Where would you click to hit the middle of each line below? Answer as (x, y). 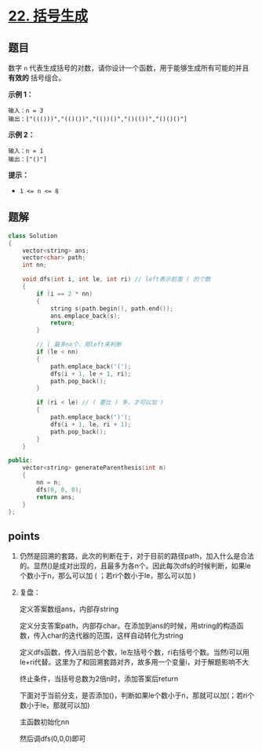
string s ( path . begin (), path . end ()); (112, 308)
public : (21, 460)
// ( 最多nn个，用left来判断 (79, 345)
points (24, 536)
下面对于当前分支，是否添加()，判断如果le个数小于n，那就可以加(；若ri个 (137, 695)
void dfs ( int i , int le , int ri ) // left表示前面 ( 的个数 (116, 280)
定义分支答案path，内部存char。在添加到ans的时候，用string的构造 (128, 626)
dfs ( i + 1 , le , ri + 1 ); (91, 424)
